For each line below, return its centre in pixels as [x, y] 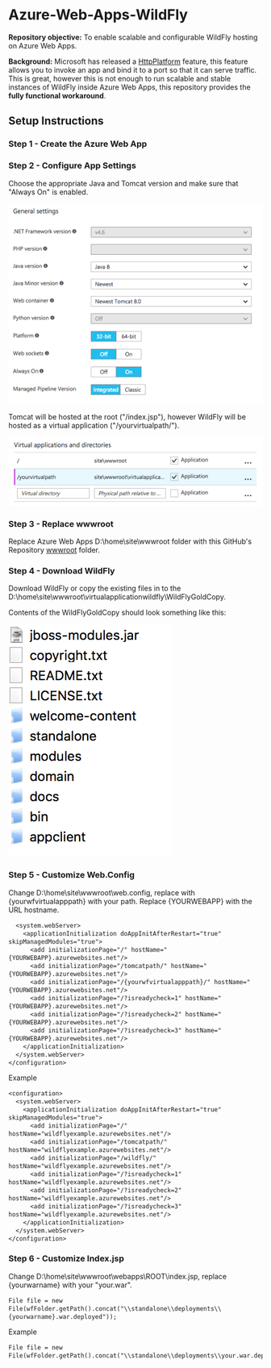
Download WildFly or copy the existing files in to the [95, 588]
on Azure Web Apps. [43, 45]
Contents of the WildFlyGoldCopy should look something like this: [117, 613]
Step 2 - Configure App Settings [73, 165]
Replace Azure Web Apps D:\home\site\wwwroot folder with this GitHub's [130, 541]
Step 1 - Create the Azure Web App [78, 144]
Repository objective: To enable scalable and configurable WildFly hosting [133, 37]
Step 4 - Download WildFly [62, 570]
